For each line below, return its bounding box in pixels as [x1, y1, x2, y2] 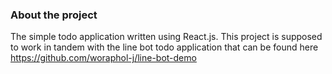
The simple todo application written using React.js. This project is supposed [10, 31, 323, 43]
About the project [10, 8, 98, 22]
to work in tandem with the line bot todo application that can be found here [10, 41, 319, 53]
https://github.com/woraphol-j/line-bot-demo [10, 52, 197, 64]
